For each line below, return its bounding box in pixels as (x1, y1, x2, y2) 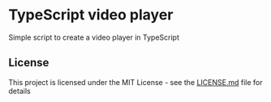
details (8, 86, 31, 96)
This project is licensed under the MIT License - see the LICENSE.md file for (8, 77, 263, 87)
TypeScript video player (8, 6, 174, 24)
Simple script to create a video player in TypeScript (8, 32, 180, 42)
